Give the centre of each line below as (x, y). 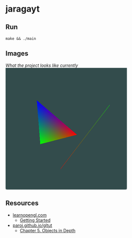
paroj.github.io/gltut (32, 225)
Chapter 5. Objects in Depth (48, 230)
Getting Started (35, 220)
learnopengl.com (30, 215)
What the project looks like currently (42, 65)
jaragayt (23, 9)
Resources (22, 203)
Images (17, 54)
